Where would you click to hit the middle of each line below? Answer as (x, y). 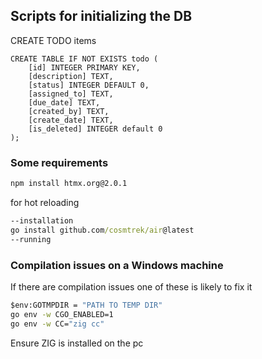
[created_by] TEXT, (69, 111)
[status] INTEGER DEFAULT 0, (89, 85)
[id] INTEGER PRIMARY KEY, (84, 67)
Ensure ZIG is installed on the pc (77, 343)
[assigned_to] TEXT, (71, 94)
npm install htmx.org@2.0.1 (69, 184)
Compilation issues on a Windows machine (117, 265)
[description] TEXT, (71, 76)
